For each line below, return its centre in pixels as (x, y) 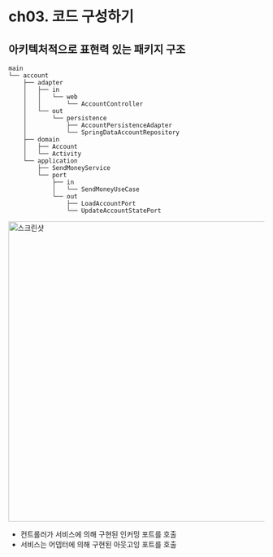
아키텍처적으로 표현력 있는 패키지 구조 (97, 49)
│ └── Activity (52, 154)
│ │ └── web (51, 97)
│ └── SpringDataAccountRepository (102, 133)
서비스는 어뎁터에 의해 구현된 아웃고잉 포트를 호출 (98, 544)
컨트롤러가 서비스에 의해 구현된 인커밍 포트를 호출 (98, 534)
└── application (51, 161)
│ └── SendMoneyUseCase (95, 189)
